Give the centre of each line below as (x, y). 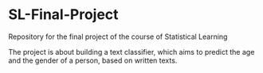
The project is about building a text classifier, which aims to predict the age (131, 52)
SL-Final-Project (63, 15)
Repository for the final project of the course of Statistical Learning (118, 36)
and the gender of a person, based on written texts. (93, 60)
